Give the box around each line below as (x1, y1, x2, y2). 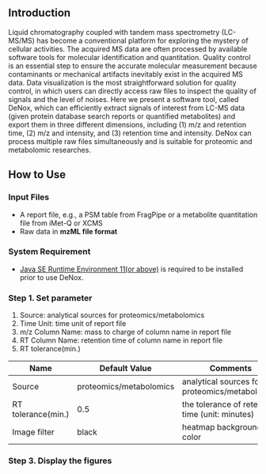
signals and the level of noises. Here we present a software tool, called (8, 94, 239, 104)
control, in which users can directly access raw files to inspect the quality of (8, 86, 257, 96)
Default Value (99, 363, 152, 374)
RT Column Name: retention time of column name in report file (19, 336, 223, 345)
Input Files (8, 191, 50, 203)
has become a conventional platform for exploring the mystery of (36, 36, 249, 45)
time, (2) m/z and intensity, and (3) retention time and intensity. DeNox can (8, 128, 252, 138)
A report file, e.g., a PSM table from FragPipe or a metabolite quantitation (19, 210, 258, 219)
